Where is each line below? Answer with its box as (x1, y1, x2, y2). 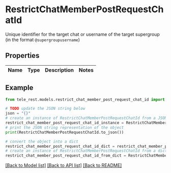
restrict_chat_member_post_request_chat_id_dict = (5, 143, 115, 149)
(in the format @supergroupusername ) (5, 37, 80, 43)
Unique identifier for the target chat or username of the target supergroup (5, 31, 160, 37)
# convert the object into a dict (5, 139, 79, 144)
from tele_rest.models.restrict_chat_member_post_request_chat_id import (5, 97, 165, 102)
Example (5, 83, 34, 92)
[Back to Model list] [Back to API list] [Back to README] (5, 162, 122, 168)
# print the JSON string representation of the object (5, 125, 124, 130)
